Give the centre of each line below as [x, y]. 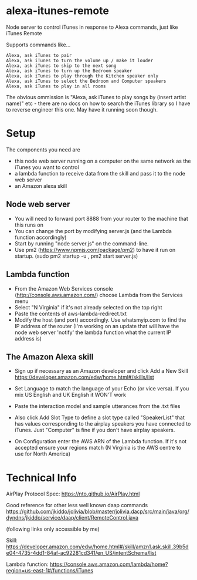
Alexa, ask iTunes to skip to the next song [61, 66]
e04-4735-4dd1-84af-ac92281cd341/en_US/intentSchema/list [81, 553]
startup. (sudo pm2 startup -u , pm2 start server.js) [76, 256]
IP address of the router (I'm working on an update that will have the [97, 326]
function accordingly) [40, 237]
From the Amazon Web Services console [64, 288]
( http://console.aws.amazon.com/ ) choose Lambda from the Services [98, 295]
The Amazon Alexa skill [50, 357]
